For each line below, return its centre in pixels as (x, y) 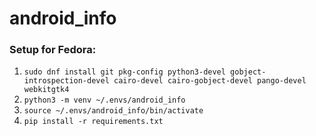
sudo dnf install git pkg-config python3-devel (124, 72)
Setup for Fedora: (53, 50)
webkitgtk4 (46, 90)
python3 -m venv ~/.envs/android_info (104, 100)
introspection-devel (66, 81)
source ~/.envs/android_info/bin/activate (113, 111)
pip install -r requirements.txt (93, 122)
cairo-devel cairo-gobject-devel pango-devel (210, 81)
